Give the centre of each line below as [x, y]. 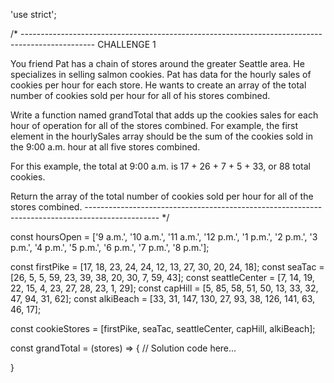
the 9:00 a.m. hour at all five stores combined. [105, 147]
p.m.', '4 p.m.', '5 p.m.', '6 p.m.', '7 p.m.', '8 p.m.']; [110, 247]
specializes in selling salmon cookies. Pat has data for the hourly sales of [161, 74]
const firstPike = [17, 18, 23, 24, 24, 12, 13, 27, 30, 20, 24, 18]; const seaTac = [167, 267]
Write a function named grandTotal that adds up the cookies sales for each [164, 115]
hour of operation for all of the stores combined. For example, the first [154, 125]
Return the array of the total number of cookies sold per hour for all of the [162, 196]
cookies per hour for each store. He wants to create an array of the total [158, 85]
